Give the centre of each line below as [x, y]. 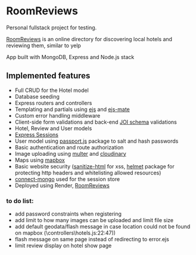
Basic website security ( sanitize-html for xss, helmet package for [94, 166]
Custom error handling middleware [57, 115]
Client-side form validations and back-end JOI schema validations [96, 122]
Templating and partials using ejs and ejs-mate [72, 109]
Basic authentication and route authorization [69, 147]
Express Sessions [36, 134]
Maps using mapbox [40, 160]
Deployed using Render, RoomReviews [62, 185]
